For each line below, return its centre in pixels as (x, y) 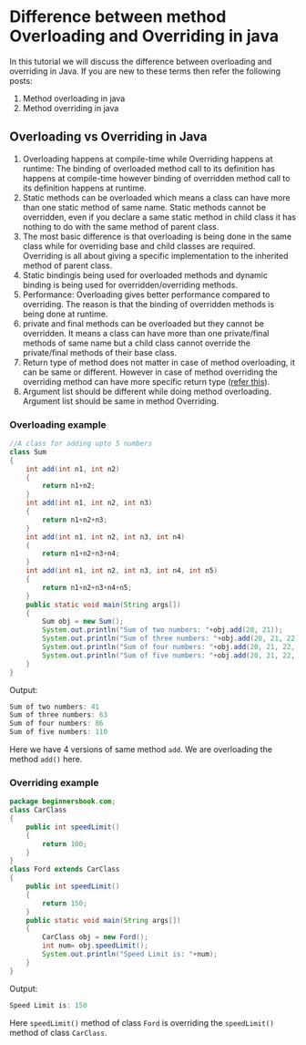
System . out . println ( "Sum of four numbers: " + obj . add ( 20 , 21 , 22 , (169, 647)
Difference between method (118, 17)
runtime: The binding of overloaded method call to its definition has (149, 168)
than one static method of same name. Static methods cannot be (144, 207)
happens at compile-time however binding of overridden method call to (156, 178)
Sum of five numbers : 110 (58, 732)
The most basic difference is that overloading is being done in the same (157, 236)
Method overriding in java (71, 108)
